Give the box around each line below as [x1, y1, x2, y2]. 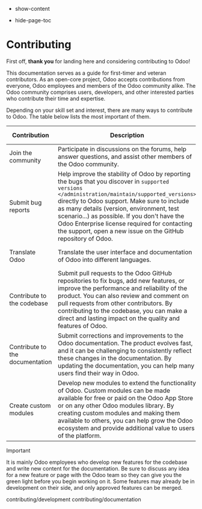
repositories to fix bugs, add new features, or [58, 276, 185, 285]
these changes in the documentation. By [58, 354, 172, 362]
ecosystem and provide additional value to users [58, 424, 195, 432]
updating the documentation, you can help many [58, 361, 195, 369]
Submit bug [9, 198, 42, 206]
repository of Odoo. [58, 234, 113, 242]
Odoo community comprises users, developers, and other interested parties [6, 88, 194, 96]
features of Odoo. [58, 321, 108, 330]
